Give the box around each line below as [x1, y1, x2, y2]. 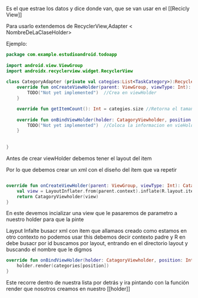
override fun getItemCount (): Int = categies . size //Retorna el [16, 106, 178, 112]
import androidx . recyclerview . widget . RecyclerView [6, 68, 133, 74]
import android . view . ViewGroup [6, 62, 83, 68]
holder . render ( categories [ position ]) [16, 263, 110, 269]
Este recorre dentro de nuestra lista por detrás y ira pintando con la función [6, 279, 190, 286]
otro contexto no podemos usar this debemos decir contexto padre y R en [6, 233, 186, 240]
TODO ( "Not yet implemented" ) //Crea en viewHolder [27, 90, 157, 96]
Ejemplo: [6, 41, 28, 47]
